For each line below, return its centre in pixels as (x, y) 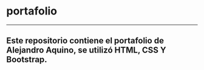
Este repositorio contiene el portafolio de (85, 41)
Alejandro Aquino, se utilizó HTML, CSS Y (86, 50)
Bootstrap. (27, 59)
